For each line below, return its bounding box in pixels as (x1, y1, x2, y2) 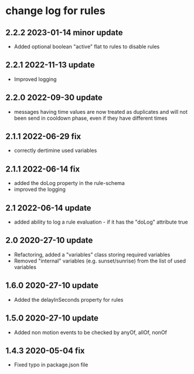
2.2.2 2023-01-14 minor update (5, 28, 124, 38)
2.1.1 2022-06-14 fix (5, 164, 80, 174)
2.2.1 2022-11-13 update (5, 60, 95, 70)
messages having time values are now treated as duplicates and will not (13, 108, 188, 115)
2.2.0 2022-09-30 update (5, 93, 103, 103)
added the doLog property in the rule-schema (13, 180, 125, 187)
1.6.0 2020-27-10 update (5, 281, 99, 291)
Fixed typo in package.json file (13, 361, 89, 368)
